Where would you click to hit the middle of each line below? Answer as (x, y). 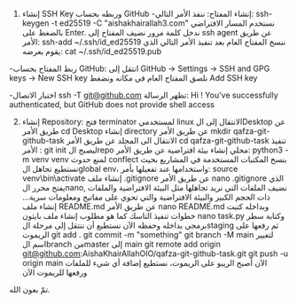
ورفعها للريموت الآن (55, 272)
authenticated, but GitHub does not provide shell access (112, 105)
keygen (35, 23)
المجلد (128, 140)
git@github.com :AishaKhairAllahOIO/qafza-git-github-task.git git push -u (155, 253)
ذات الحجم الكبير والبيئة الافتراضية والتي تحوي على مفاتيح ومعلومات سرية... (146, 197)
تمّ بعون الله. (30, 289)
